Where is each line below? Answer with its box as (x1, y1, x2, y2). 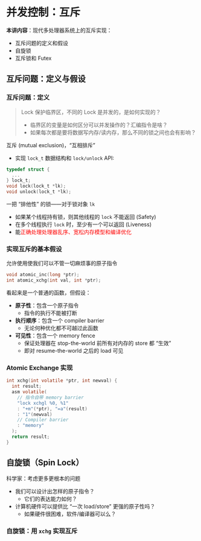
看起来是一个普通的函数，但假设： (6, 289, 91, 296)
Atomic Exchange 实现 (6, 363, 73, 372)
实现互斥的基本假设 (6, 245, 62, 253)
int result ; (11, 384, 42, 390)
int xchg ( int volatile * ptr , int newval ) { (6, 378, 118, 384)
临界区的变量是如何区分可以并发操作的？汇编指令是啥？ (30, 121, 168, 128)
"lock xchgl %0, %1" (17, 400, 69, 406)
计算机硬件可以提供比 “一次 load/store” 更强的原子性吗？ (14, 502, 156, 510)
